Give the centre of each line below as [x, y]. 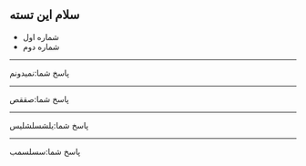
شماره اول [41, 36]
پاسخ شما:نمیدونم [40, 73]
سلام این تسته [45, 15]
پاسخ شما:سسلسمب [45, 151]
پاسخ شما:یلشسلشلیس [49, 125]
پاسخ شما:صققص [40, 99]
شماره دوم [41, 47]
